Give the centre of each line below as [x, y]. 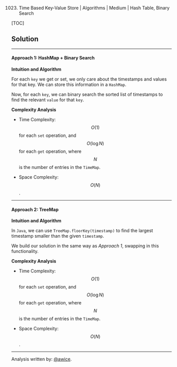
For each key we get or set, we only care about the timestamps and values [89, 79]
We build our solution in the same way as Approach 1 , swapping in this [85, 246]
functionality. [25, 251]
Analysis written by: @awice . [42, 359]
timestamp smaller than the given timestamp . [58, 236]
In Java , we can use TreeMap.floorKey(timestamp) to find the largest [82, 231]
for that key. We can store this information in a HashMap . [69, 84]
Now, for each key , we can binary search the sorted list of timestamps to [87, 95]
